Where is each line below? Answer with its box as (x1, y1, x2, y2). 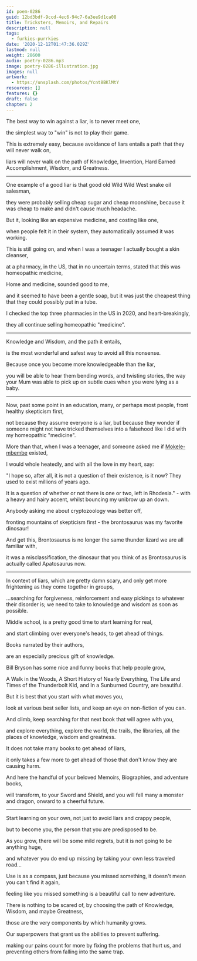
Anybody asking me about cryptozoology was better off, (6, 507, 142, 514)
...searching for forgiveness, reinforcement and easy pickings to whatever (6, 594, 185, 602)
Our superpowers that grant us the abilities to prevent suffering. (6, 930, 160, 938)
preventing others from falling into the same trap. (6, 948, 125, 955)
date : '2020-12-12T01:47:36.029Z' (6, 42, 91, 48)
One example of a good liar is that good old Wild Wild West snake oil (6, 181, 171, 188)
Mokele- (165, 443, 186, 450)
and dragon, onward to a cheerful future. (6, 797, 105, 805)
